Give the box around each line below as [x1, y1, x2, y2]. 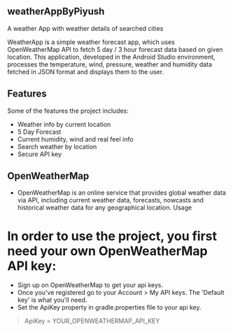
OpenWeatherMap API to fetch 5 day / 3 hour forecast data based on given [7, 45, 223, 53]
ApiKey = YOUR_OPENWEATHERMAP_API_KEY [24, 317, 160, 325]
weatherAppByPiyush [7, 6, 105, 18]
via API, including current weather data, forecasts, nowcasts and [17, 196, 204, 205]
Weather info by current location [17, 120, 111, 128]
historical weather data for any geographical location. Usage [17, 203, 192, 212]
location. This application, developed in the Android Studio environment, [7, 53, 216, 61]
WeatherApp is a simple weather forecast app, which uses [7, 38, 175, 46]
